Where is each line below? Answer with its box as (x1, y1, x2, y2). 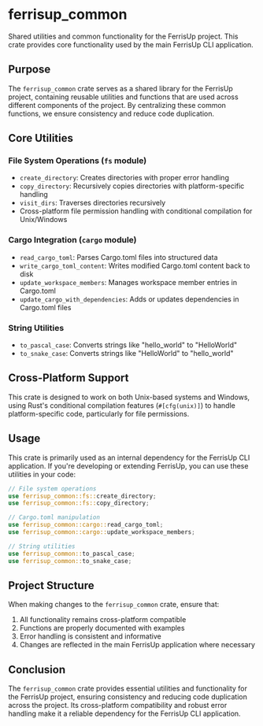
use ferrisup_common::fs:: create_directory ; (8, 492, 157, 500)
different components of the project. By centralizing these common (8, 100, 227, 109)
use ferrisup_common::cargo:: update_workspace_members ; (8, 528, 195, 536)
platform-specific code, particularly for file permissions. (8, 409, 190, 418)
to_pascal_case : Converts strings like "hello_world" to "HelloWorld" (19, 340, 238, 350)
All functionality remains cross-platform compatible (19, 615, 187, 624)
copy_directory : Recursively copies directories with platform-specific (19, 181, 245, 191)
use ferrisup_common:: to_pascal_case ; (8, 550, 135, 557)
